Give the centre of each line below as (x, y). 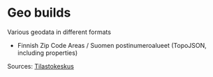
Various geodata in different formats (59, 32)
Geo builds (39, 13)
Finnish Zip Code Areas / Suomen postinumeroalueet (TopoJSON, (112, 45)
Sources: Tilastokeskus (41, 66)
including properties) (47, 53)
